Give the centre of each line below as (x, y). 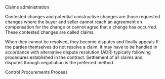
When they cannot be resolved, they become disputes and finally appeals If (82, 42)
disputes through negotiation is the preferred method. (60, 63)
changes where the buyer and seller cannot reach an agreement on (74, 22)
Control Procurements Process (36, 72)
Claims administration (27, 7)
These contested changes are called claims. (50, 32)
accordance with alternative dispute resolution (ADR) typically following (78, 52)
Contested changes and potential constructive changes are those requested (82, 16)
